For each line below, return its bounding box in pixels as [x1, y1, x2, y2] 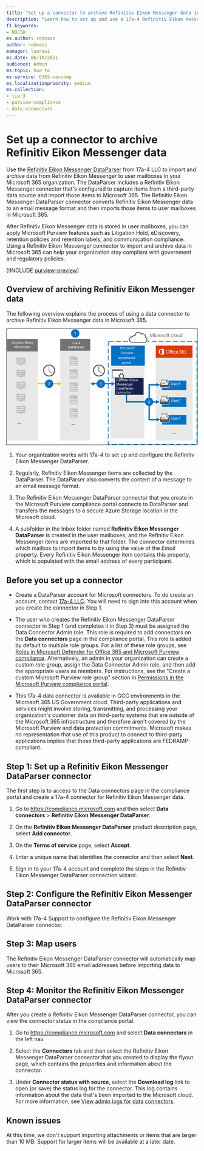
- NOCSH [6, 29, 26, 35]
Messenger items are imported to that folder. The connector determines [15, 538, 195, 546]
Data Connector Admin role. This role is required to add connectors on [15, 629, 191, 636]
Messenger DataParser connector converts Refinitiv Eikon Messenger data [6, 198, 193, 205]
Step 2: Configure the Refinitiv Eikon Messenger [6, 889, 192, 900]
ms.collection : [6, 87, 45, 93]
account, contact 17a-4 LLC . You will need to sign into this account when [15, 598, 197, 605]
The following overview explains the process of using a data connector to [6, 310, 190, 317]
